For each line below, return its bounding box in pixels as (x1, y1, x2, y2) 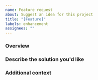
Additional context (5, 69, 52, 76)
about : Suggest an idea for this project (5, 12, 93, 17)
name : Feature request (5, 7, 53, 12)
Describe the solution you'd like (5, 55, 84, 62)
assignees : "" (5, 26, 35, 31)
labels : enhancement (5, 21, 49, 26)
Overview (5, 42, 30, 49)
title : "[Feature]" (5, 16, 46, 21)
